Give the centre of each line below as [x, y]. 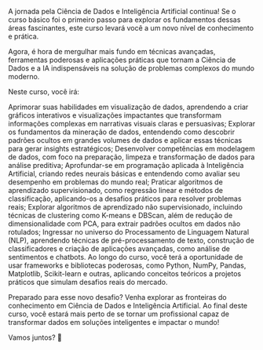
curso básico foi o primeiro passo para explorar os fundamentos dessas [124, 20]
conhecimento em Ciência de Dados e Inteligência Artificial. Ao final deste [128, 306]
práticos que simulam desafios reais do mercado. [88, 282]
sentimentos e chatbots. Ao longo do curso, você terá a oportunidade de [126, 257]
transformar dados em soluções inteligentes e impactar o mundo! [114, 322]
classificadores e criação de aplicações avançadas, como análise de [119, 249]
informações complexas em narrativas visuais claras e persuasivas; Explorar [132, 124]
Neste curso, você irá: [44, 92]
